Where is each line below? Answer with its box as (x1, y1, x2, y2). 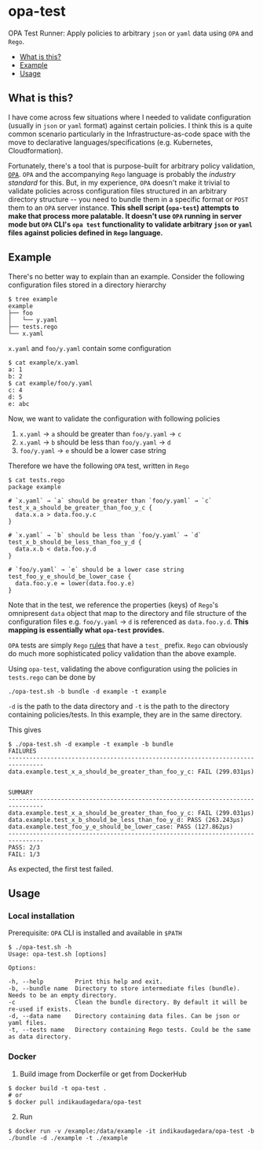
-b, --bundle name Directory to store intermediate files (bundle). (8, 985, 241, 993)
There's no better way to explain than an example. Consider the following (8, 271, 245, 281)
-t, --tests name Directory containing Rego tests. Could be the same (8, 1026, 251, 1034)
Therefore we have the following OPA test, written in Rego (8, 461, 190, 470)
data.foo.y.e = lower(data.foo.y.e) (15, 579, 135, 588)
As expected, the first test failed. (8, 864, 114, 873)
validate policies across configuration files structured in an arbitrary (8, 186, 228, 195)
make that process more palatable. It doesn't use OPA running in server (8, 211, 242, 220)
